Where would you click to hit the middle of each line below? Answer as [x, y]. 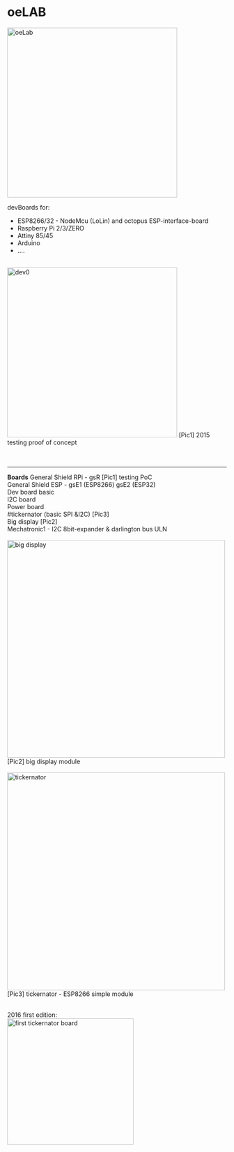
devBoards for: [29, 207]
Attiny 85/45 [35, 235]
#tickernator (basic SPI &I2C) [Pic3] [58, 514]
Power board [26, 506]
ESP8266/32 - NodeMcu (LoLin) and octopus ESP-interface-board [113, 221]
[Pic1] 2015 [194, 435]
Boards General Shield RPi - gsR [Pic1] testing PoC [80, 477]
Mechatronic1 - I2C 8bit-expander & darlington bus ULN [87, 529]
